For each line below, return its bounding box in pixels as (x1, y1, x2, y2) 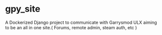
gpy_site (5, 3, 41, 15)
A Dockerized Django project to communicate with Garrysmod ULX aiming (5, 19, 158, 25)
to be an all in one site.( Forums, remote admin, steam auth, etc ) (5, 24, 137, 30)
